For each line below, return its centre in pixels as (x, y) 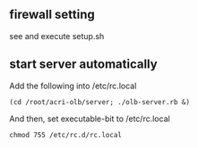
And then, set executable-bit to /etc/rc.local (90, 119)
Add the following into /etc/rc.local (73, 86)
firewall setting (52, 15)
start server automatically (84, 65)
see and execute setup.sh (57, 36)
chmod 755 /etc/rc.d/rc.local (66, 135)
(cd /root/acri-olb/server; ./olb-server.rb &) (100, 102)
